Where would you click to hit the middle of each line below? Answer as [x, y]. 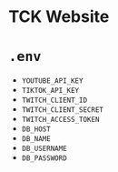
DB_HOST [36, 129]
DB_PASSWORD [44, 158]
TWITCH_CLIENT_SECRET [62, 110]
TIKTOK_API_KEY [50, 91]
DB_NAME [36, 139]
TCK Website [59, 17]
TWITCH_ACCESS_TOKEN [60, 120]
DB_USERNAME [44, 149]
